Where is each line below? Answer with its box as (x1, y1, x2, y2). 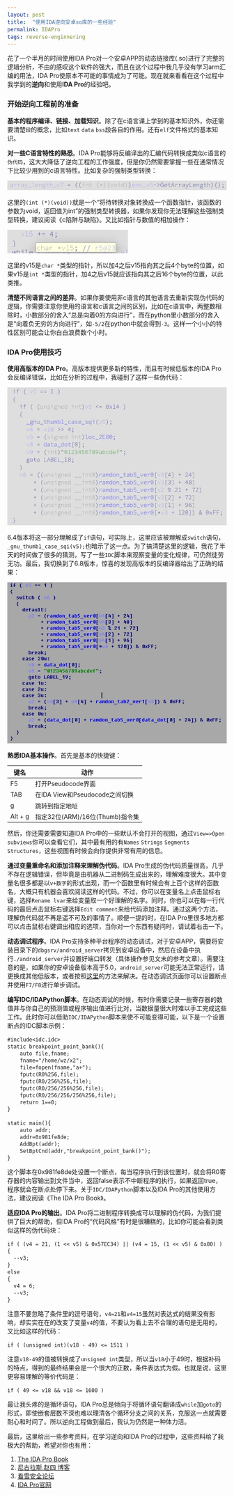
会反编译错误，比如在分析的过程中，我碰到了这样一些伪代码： (7, 373, 185, 382)
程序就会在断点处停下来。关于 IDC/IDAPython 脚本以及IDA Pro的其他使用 (7, 1185, 210, 1193)
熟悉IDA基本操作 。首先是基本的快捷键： (7, 751, 122, 760)
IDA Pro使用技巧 (7, 347, 62, 357)
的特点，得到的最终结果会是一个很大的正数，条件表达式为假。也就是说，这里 (7, 1363, 227, 1372)
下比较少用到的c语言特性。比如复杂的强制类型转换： (7, 166, 157, 174)
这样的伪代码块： (13, 1226, 63, 1235)
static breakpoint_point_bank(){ (7, 1043, 104, 1051)
